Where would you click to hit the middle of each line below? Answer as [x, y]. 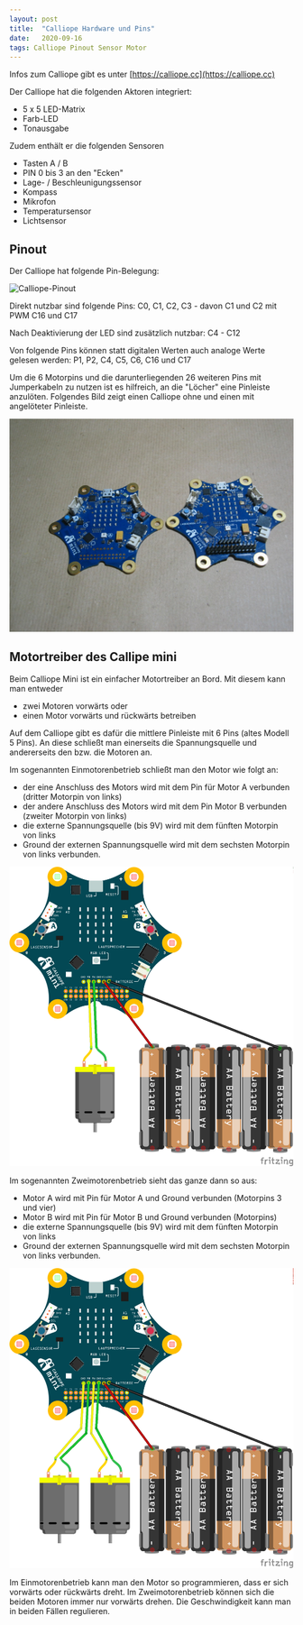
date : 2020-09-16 [46, 38]
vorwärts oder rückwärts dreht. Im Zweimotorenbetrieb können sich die [142, 1592]
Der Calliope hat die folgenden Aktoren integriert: [101, 92]
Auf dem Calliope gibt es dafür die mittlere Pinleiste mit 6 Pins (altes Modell [149, 733]
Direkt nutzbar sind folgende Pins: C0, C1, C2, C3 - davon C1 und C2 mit [143, 306]
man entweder [36, 688]
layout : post [34, 19]
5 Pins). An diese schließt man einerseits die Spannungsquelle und [133, 742]
